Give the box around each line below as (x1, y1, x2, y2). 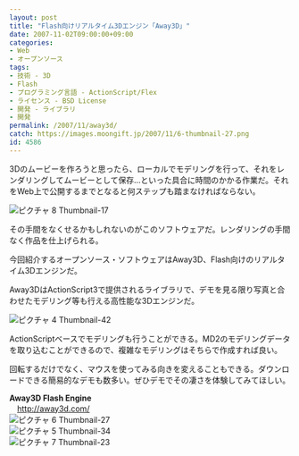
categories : (9, 38, 54, 47)
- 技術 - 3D (9, 72, 51, 80)
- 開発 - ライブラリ (9, 105, 77, 114)
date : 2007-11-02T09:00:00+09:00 (9, 30, 134, 38)
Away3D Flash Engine (9, 393, 92, 403)
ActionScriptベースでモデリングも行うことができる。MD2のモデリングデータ (9, 333, 291, 344)
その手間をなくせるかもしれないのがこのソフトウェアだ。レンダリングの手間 (9, 224, 291, 234)
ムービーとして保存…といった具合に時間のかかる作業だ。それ (63, 174, 289, 185)
